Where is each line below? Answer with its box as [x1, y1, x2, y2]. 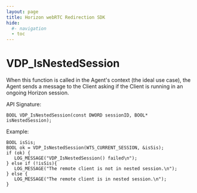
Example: [6, 128, 29, 135]
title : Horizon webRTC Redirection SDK [6, 14, 106, 20]
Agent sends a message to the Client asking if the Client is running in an [6, 83, 183, 90]
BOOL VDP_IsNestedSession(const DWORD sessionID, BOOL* [6, 112, 148, 118]
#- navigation [11, 25, 47, 32]
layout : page [6, 8, 39, 15]
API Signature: [6, 101, 42, 108]
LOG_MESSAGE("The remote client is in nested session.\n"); [14, 176, 167, 182]
